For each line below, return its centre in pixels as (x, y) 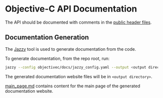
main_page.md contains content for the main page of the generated (73, 86)
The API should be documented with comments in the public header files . (78, 22)
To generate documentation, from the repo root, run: (57, 58)
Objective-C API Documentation (71, 9)
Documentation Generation (47, 37)
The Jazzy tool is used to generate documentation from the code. (71, 49)
